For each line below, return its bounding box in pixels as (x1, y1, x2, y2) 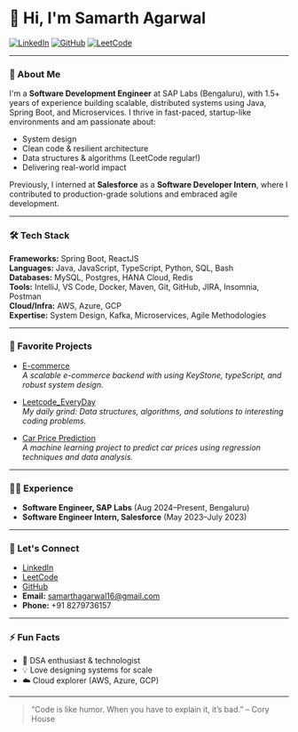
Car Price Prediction (21, 432, 96, 443)
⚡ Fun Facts (9, 631, 60, 644)
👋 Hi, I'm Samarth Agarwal (9, 8, 207, 28)
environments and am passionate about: (9, 117, 156, 127)
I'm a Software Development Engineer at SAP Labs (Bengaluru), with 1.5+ (9, 88, 280, 99)
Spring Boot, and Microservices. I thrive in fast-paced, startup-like (9, 107, 252, 118)
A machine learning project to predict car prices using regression (21, 442, 262, 453)
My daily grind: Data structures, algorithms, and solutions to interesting (21, 406, 284, 416)
